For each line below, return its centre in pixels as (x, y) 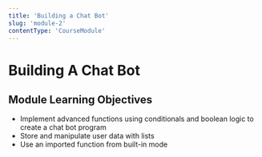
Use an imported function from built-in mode (94, 144)
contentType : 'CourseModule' (57, 30)
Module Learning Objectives (81, 100)
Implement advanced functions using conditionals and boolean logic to (137, 119)
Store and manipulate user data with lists (87, 136)
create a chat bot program (63, 127)
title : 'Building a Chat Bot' (59, 16)
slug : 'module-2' (37, 23)
